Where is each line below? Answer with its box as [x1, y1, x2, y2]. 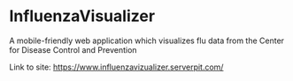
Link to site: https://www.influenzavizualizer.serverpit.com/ [9, 62, 224, 72]
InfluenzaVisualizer [9, 6, 156, 26]
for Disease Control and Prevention [9, 44, 137, 55]
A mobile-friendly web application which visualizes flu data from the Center [9, 35, 285, 46]
